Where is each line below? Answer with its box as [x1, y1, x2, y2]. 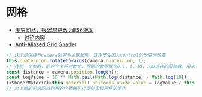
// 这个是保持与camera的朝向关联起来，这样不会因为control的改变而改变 [6, 52, 166, 58]
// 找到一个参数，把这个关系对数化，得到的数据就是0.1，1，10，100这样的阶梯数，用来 [6, 63, 195, 69]
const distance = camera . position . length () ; [6, 69, 120, 75]
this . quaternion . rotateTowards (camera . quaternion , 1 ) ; [6, 57, 147, 63]
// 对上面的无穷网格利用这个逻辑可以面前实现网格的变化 [6, 86, 126, 92]
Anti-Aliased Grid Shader [14, 40, 77, 48]
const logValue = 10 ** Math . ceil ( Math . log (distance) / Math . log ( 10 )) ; [6, 74, 190, 81]
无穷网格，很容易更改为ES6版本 [14, 26, 94, 34]
